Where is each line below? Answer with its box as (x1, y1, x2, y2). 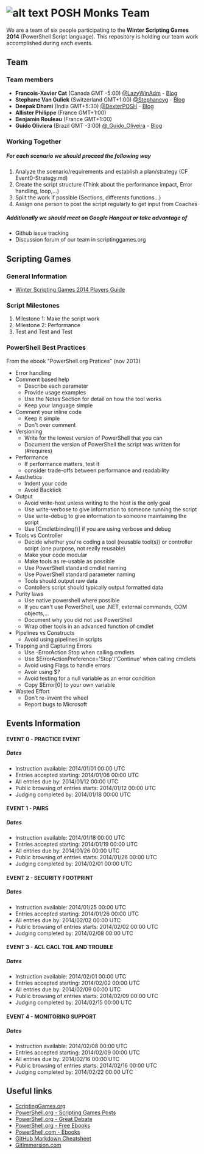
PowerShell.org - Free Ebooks (15, 1122, 91, 1129)
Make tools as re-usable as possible (24, 557, 115, 565)
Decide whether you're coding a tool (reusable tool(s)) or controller (24, 538, 193, 546)
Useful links (6, 1086, 53, 1097)
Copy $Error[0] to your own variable (24, 681, 116, 688)
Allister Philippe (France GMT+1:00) (15, 109, 107, 116)
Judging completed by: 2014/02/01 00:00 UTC (15, 860, 133, 868)
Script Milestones (6, 301, 60, 310)
